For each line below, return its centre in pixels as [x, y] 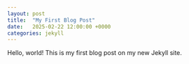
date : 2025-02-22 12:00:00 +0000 [59, 26]
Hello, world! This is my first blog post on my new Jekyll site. [94, 53]
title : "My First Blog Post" [51, 20]
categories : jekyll [36, 33]
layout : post [26, 14]
